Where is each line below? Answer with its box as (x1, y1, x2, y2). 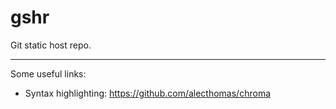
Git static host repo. (10, 39, 92, 51)
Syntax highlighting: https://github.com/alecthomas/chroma (24, 87, 272, 99)
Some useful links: (10, 67, 87, 80)
